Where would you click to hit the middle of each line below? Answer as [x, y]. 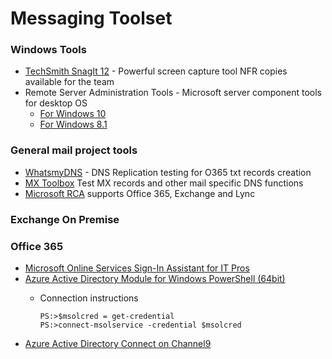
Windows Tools [48, 50]
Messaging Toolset [91, 18]
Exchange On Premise [65, 219]
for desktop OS [56, 103]
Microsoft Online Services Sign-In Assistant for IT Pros [137, 268]
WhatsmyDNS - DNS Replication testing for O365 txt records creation [168, 172]
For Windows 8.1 [73, 124]
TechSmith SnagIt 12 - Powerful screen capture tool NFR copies [156, 71]
